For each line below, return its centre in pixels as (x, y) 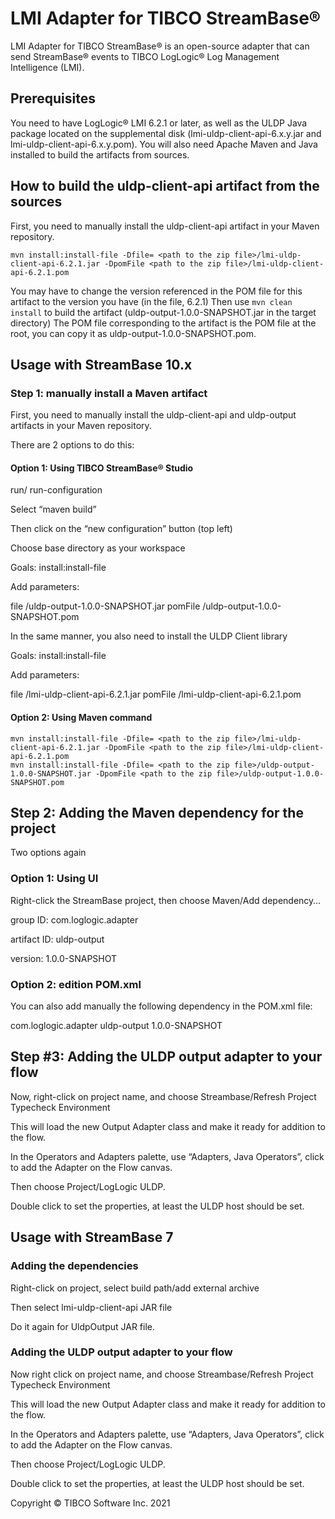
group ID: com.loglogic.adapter (74, 919)
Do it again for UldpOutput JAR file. (82, 1326)
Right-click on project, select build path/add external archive (135, 1288)
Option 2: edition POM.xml (76, 984)
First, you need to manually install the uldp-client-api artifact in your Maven (165, 226)
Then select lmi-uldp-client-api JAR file (91, 1307)
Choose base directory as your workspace (98, 548)
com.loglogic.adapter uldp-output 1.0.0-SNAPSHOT (116, 1026)
